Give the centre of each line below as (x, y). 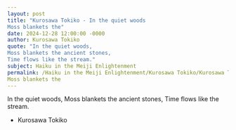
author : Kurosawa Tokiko (44, 40)
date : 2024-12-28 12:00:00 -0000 (56, 33)
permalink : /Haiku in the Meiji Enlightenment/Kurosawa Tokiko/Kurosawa (116, 72)
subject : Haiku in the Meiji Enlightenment (72, 66)
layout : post (26, 14)
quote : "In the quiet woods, (50, 46)
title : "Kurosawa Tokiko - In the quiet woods (77, 20)
